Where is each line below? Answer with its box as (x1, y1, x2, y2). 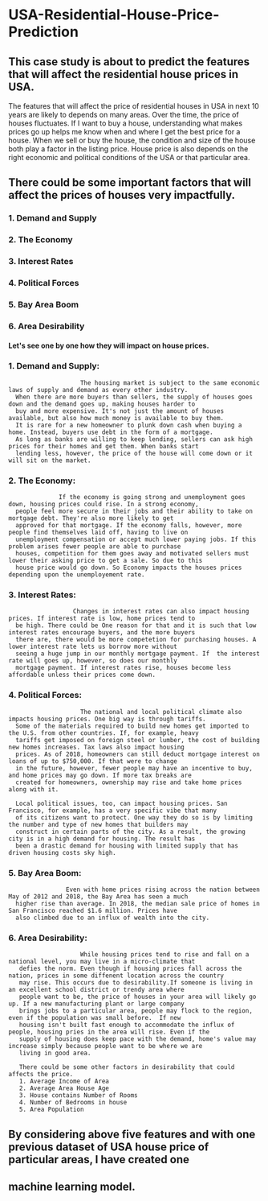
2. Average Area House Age (18, 1084, 110, 1092)
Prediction (8, 23, 79, 41)
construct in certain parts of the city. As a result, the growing (15, 827, 246, 836)
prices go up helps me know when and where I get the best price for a (8, 127, 241, 136)
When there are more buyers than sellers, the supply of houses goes (15, 393, 253, 401)
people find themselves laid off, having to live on (8, 529, 189, 537)
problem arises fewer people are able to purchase (8, 543, 181, 551)
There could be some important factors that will (8, 175, 251, 190)
